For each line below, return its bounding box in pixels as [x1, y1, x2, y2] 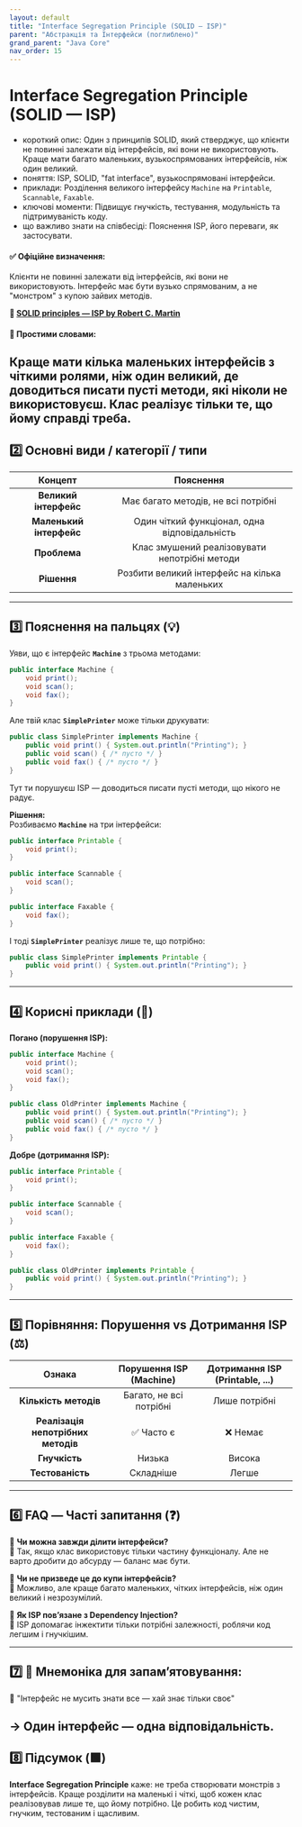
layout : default [9, 13, 70, 23]
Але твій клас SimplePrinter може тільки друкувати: [9, 715, 209, 726]
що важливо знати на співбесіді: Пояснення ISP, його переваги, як [22, 221, 279, 232]
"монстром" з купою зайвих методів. [9, 290, 153, 302]
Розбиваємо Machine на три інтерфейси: [9, 819, 162, 830]
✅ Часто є [131, 1426, 175, 1438]
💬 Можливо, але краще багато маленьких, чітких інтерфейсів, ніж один [9, 1582, 283, 1593]
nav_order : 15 [9, 47, 63, 56]
